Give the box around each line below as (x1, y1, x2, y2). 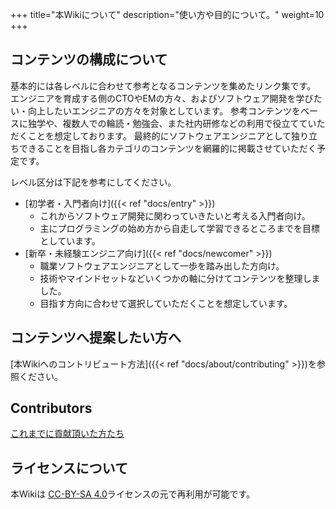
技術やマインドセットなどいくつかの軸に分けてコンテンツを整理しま (39, 272, 321, 284)
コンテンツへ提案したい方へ (10, 329, 182, 347)
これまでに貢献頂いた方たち (10, 428, 125, 440)
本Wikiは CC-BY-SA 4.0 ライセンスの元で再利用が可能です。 (10, 488, 256, 500)
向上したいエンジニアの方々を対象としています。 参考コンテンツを (27, 104, 302, 117)
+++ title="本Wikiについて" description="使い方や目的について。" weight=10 (10, 9, 325, 20)
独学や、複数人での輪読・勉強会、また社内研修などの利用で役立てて (27, 117, 308, 129)
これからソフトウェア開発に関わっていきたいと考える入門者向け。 (39, 209, 311, 222)
